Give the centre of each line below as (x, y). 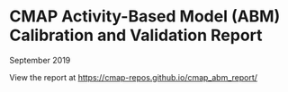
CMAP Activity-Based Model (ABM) (145, 17)
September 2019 (40, 60)
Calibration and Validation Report (136, 35)
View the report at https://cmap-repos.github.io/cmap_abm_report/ (134, 77)
